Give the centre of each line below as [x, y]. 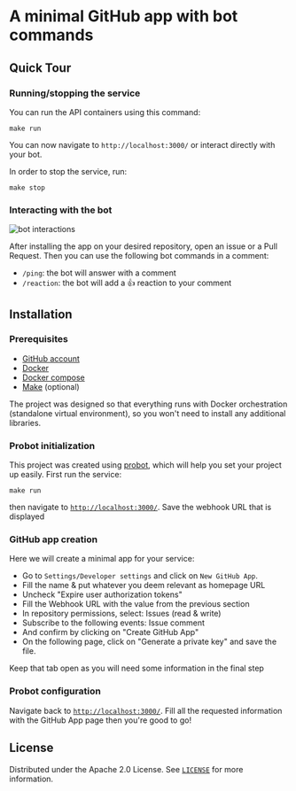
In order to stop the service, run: [68, 171]
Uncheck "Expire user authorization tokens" [102, 594]
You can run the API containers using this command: [105, 112]
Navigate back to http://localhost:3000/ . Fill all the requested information [146, 710]
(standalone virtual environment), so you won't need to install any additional [148, 413]
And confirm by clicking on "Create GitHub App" [110, 632]
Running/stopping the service [75, 93]
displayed [27, 516]
